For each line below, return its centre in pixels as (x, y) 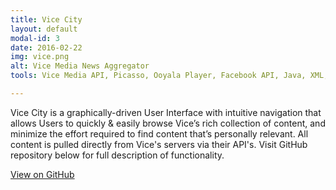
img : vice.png (40, 57)
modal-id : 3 (35, 38)
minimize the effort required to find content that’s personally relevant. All (159, 133)
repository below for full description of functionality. (117, 155)
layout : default (44, 29)
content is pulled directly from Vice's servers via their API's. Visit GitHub (159, 144)
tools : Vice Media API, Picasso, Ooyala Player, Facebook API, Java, (158, 76)
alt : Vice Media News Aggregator (80, 66)
